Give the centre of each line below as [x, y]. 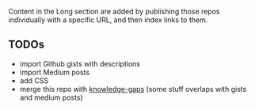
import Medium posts [54, 72]
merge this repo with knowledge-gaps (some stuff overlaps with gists [133, 89]
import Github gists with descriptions [80, 63]
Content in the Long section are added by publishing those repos [114, 11]
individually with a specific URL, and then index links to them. [108, 20]
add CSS [34, 80]
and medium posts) [51, 97]
